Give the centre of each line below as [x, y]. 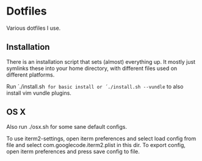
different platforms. [31, 75]
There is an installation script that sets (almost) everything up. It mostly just [101, 61]
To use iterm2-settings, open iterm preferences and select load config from [101, 139]
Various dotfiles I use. [34, 28]
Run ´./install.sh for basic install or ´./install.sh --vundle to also [95, 86]
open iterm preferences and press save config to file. [73, 151]
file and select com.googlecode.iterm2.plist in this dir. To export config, [96, 145]
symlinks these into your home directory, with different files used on [92, 68]
